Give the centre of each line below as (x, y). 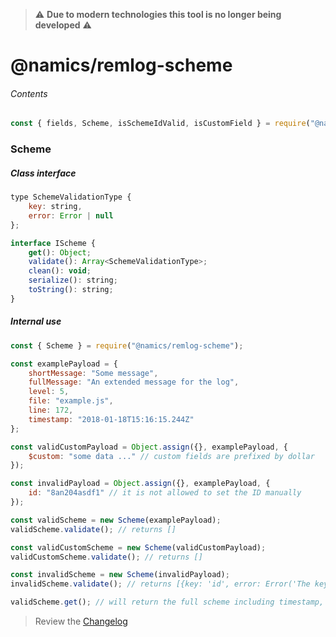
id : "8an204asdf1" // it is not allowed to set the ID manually (165, 493)
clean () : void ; (60, 271)
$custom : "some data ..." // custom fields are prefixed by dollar (171, 456)
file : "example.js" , (71, 401)
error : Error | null (71, 215)
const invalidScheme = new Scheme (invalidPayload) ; (120, 575)
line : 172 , (51, 410)
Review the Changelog (81, 621)
